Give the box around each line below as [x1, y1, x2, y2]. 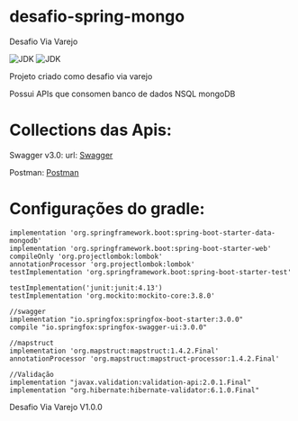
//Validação [9, 370, 54, 379]
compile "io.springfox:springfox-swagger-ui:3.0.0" [9, 322, 207, 332]
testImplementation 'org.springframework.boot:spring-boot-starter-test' [9, 267, 293, 276]
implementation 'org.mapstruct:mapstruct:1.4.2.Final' [9, 346, 220, 355]
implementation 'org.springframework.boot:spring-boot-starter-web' [9, 244, 272, 253]
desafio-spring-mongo [9, 6, 185, 27]
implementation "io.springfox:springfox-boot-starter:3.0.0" [9, 315, 244, 324]
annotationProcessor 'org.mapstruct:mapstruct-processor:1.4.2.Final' [9, 354, 280, 363]
